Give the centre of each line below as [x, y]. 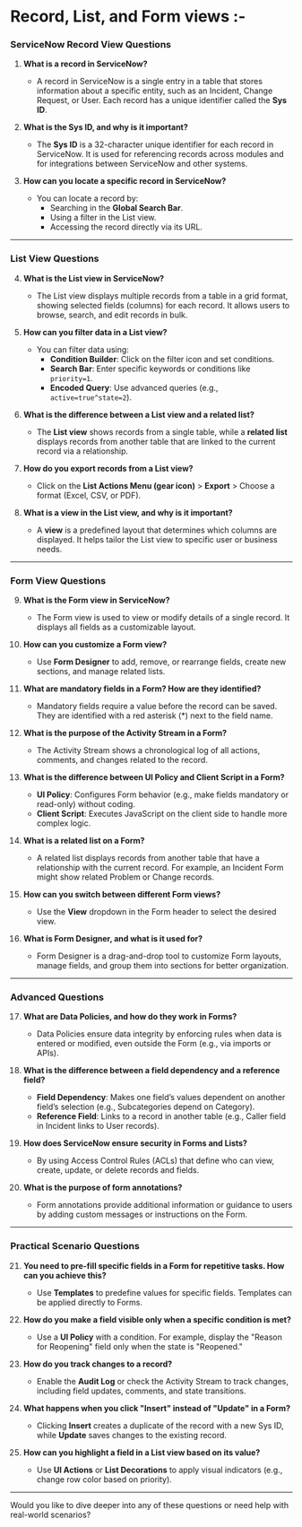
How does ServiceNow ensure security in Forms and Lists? [135, 1143]
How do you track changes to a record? [98, 1364]
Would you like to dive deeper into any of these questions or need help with [150, 1505]
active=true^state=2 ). [91, 397]
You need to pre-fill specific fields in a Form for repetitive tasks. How [154, 1265]
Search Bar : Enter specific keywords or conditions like [150, 369]
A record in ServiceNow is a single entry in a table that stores [150, 82]
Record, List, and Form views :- [128, 17]
